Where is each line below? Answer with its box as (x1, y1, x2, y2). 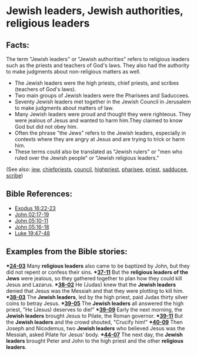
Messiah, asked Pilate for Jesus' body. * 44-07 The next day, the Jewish (6, 331, 183, 338)
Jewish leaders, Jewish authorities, (6, 4, 183, 18)
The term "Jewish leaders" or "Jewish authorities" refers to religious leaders (6, 56, 190, 62)
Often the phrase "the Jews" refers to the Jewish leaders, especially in (14, 129, 186, 136)
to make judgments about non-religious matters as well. (6, 68, 141, 75)
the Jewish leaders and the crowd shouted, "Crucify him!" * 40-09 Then (6, 319, 183, 326)
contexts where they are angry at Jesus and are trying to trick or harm (14, 136, 185, 142)
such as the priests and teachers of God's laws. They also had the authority (6, 62, 190, 69)
